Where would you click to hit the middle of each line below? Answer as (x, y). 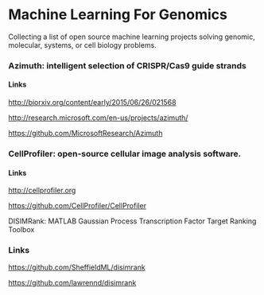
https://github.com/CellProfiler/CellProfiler (78, 206)
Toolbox (21, 230)
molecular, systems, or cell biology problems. (82, 45)
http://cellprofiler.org (42, 190)
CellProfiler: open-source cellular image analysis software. (124, 153)
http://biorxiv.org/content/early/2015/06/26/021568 (92, 103)
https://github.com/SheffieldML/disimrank (77, 267)
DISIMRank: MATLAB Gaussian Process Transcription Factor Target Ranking (132, 221)
